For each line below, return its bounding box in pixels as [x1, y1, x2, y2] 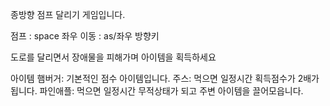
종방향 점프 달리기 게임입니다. [10, 9, 126, 20]
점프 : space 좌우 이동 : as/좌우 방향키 [10, 30, 160, 42]
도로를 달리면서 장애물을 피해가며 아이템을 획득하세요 [10, 51, 217, 63]
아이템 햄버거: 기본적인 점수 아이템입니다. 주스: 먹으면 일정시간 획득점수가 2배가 [10, 73, 320, 84]
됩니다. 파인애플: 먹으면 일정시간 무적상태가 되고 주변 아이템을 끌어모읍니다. [10, 85, 304, 97]
